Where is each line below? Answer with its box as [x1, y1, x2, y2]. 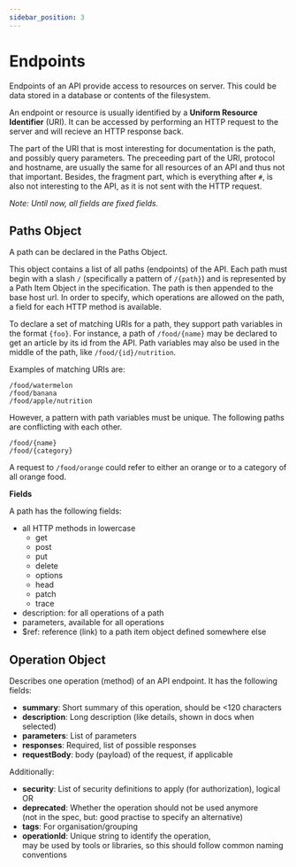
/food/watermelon [9, 382, 73, 391]
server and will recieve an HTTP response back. [9, 126, 184, 136]
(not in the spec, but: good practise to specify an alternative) [21, 812, 243, 823]
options [34, 570, 64, 581]
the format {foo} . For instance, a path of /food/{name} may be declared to [9, 329, 277, 339]
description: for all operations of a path [21, 608, 164, 618]
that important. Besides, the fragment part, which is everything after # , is [9, 171, 274, 182]
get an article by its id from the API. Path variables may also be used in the [9, 337, 280, 348]
